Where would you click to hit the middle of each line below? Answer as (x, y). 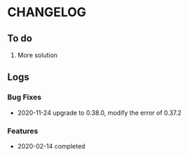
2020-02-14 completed (51, 146)
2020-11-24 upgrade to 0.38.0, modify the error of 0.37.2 (99, 113)
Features (23, 131)
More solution (38, 55)
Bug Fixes (25, 97)
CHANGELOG (47, 12)
